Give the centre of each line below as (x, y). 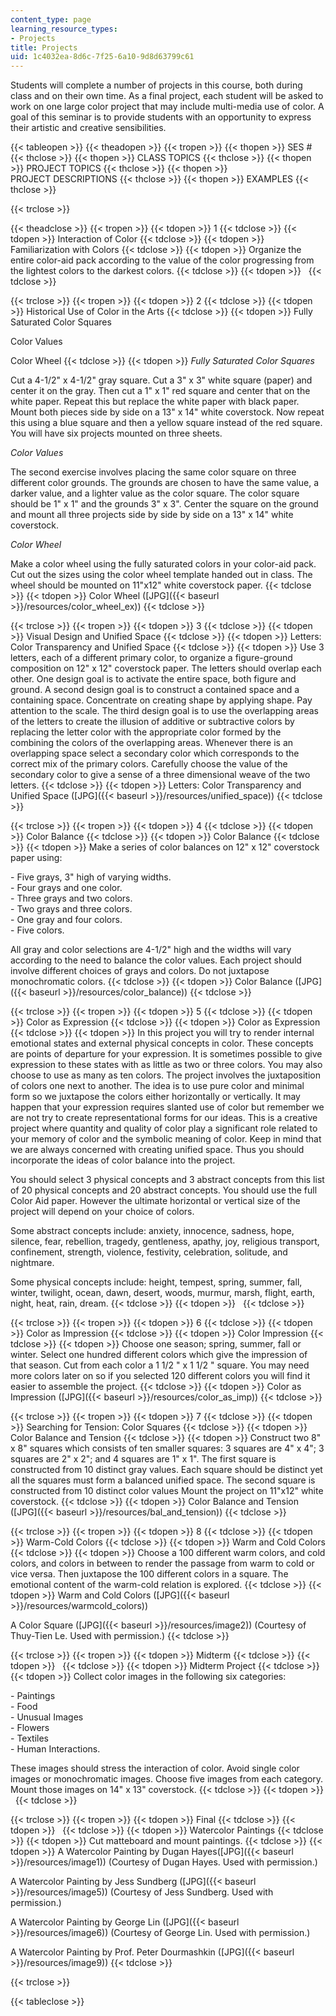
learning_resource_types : (64, 29)
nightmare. (32, 1263)
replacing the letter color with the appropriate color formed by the (146, 732)
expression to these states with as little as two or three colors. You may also (166, 1065)
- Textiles (29, 1738)
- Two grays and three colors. (71, 909)
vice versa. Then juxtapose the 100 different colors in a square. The (149, 1574)
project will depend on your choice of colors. (102, 1212)
